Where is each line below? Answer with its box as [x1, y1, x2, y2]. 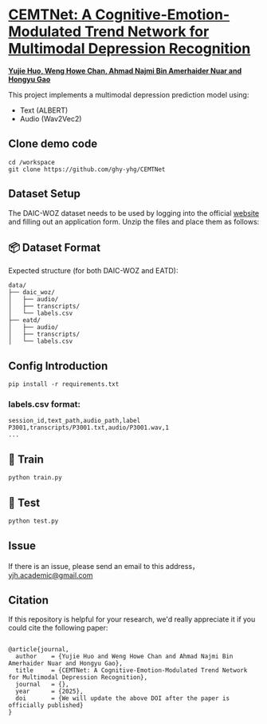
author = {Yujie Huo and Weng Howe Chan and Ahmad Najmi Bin [15, 653, 234, 661]
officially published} [8, 702, 84, 710]
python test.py [8, 517, 59, 525]
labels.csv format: [8, 399, 81, 410]
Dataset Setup [8, 187, 81, 201]
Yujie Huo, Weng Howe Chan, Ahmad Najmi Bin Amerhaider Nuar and [8, 66, 241, 75]
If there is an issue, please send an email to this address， [8, 561, 199, 571]
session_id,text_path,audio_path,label [8, 417, 141, 425]
